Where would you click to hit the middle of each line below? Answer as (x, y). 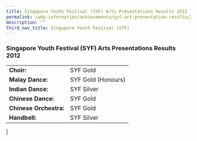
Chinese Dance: (32, 98)
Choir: (18, 70)
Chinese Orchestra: (37, 108)
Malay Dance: (28, 80)
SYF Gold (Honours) (98, 80)
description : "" (26, 22)
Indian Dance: (29, 89)
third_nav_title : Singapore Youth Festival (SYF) (68, 28)
